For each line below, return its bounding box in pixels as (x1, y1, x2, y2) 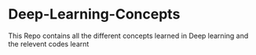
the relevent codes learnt (8, 39, 90, 48)
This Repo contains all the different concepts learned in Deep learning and (8, 31, 249, 40)
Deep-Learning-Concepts (8, 5, 181, 23)
